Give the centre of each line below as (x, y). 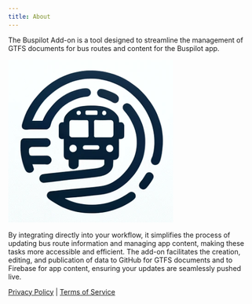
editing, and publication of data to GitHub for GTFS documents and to (121, 260)
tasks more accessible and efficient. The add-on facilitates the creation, (124, 251)
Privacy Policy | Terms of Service (62, 291)
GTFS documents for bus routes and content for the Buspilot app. (114, 48)
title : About (29, 16)
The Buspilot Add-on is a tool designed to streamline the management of (126, 40)
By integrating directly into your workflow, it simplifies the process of (119, 235)
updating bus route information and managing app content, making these (126, 243)
